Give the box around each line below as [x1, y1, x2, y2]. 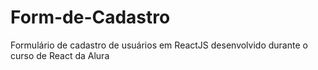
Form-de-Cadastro [10, 6, 171, 29]
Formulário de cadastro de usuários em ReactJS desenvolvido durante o [10, 39, 308, 51]
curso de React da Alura [10, 49, 110, 61]
